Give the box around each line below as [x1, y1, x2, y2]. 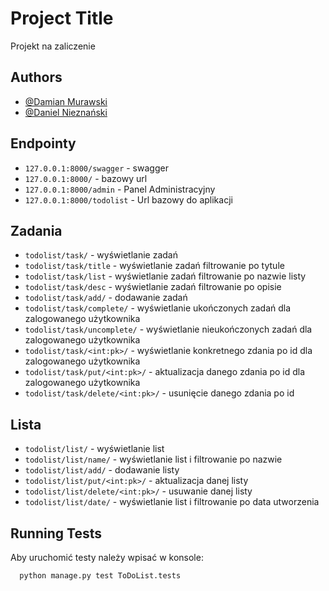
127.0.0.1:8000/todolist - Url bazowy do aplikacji [24, 193, 233, 206]
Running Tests [10, 525, 102, 542]
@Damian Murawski [24, 95, 108, 107]
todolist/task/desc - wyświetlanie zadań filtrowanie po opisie [24, 281, 282, 293]
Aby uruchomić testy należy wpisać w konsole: [10, 552, 204, 563]
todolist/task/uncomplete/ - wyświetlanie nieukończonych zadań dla [24, 323, 313, 336]
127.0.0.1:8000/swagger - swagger [24, 162, 169, 174]
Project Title [10, 7, 114, 30]
